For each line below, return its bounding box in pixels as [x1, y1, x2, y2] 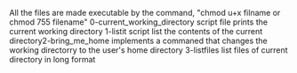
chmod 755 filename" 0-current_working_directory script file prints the [9, 17, 269, 27]
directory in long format [9, 55, 96, 64]
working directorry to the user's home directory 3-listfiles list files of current [9, 45, 288, 55]
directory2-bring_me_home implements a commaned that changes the [9, 35, 269, 46]
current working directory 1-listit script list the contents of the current [9, 26, 263, 36]
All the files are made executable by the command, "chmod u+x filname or [9, 8, 281, 18]
